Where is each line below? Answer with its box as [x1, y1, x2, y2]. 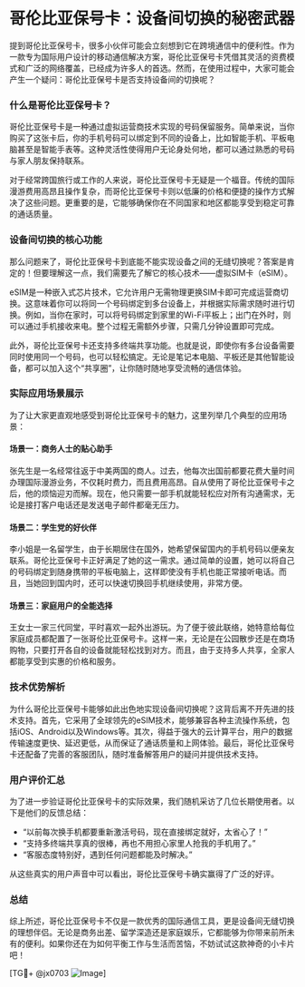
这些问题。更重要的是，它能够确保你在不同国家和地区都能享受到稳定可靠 [24, 197, 295, 209]
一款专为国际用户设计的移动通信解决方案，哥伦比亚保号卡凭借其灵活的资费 [9, 51, 287, 62]
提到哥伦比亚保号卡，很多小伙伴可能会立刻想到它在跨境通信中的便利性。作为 [9, 40, 295, 51]
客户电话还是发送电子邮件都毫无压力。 [40, 500, 184, 511]
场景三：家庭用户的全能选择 [9, 600, 113, 611]
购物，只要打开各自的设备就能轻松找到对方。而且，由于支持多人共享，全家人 [9, 645, 295, 656]
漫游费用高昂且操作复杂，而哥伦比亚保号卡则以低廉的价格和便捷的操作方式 [9, 186, 287, 197]
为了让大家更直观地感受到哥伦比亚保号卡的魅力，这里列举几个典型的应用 [9, 409, 279, 420]
